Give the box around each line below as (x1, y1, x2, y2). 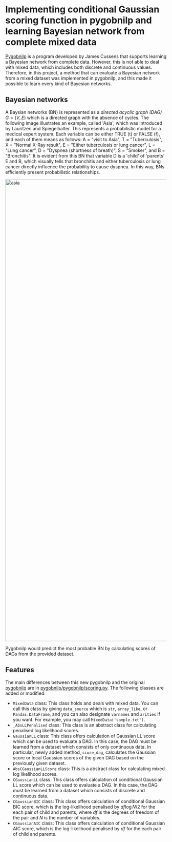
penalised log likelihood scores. (12, 727, 79, 733)
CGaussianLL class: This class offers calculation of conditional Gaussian (12, 776, 163, 782)
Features (5, 665, 34, 674)
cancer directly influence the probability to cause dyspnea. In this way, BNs (5, 163, 165, 170)
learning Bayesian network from (5, 26, 145, 37)
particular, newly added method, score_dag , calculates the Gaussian (12, 749, 156, 755)
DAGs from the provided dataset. (5, 651, 75, 657)
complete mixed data (5, 36, 97, 48)
